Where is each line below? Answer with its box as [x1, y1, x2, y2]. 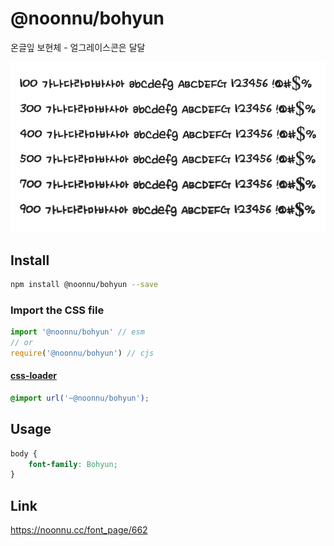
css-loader [10, 370, 57, 382]
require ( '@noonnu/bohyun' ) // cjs [10, 348, 155, 358]
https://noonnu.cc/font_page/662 [10, 524, 148, 536]
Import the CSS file [10, 303, 105, 317]
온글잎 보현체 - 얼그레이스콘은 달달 [10, 41, 146, 53]
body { [10, 448, 38, 459]
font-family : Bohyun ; [28, 459, 118, 469]
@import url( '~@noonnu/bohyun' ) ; [10, 393, 150, 403]
